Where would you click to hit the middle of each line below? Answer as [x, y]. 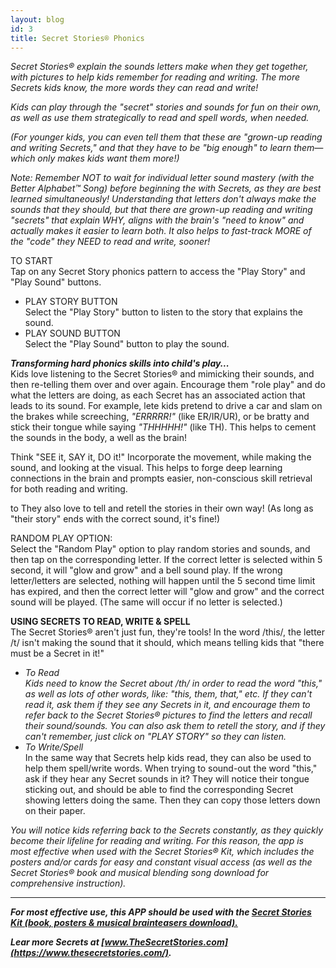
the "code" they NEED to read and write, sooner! [110, 242]
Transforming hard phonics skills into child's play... [120, 363]
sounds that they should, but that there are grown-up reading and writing [161, 210]
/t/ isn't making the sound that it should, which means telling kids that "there [167, 643]
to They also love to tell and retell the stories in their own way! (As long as [162, 508]
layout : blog [37, 19]
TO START [31, 261]
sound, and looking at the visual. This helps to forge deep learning [146, 468]
